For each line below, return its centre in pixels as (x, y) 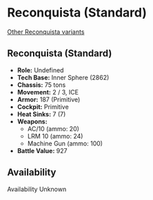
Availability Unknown (37, 189)
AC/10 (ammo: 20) (53, 128)
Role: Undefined (40, 70)
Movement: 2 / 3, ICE (48, 92)
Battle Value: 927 (42, 150)
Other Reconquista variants (46, 32)
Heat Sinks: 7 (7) (41, 114)
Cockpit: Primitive (43, 107)
